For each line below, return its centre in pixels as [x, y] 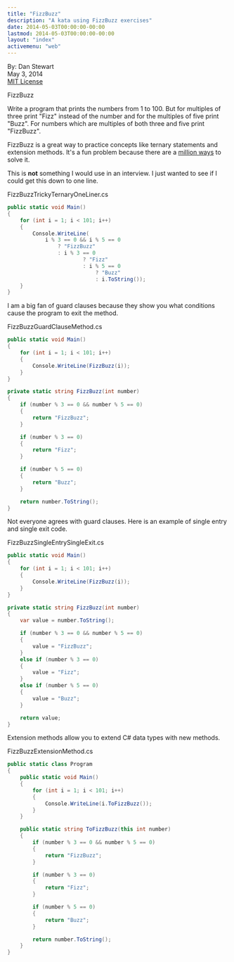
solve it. [19, 160]
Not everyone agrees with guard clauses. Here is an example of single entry [117, 522]
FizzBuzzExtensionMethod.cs [50, 751]
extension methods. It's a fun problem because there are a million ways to [114, 152]
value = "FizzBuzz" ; [63, 646]
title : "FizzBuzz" [34, 14]
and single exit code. [38, 529]
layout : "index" [31, 40]
